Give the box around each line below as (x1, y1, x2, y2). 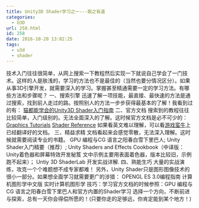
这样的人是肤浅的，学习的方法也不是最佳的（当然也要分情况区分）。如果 (16, 77, 191, 84)
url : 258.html (6, 25, 41, 31)
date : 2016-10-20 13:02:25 (6, 36, 73, 42)
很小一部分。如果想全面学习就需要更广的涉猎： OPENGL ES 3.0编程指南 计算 (6, 173, 192, 180)
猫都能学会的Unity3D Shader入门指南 (23, 106, 114, 113)
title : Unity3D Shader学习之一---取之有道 (6, 8, 105, 15)
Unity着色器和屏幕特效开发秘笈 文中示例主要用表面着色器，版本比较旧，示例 (6, 151, 192, 158)
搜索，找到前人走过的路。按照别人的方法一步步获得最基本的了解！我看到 (11, 99, 188, 106)
